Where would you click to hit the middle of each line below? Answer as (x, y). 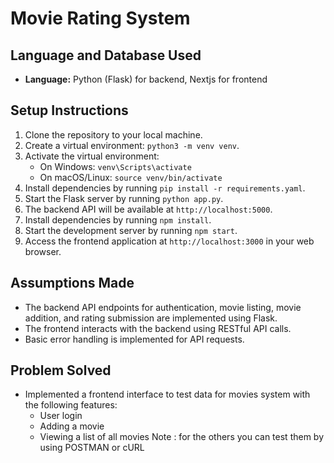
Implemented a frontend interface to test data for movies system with (167, 394)
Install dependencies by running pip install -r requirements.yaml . (165, 188)
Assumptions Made (72, 283)
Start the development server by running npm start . (131, 230)
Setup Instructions (69, 110)
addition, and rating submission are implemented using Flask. (151, 318)
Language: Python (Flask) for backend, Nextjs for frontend (146, 79)
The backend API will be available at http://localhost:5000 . (148, 209)
